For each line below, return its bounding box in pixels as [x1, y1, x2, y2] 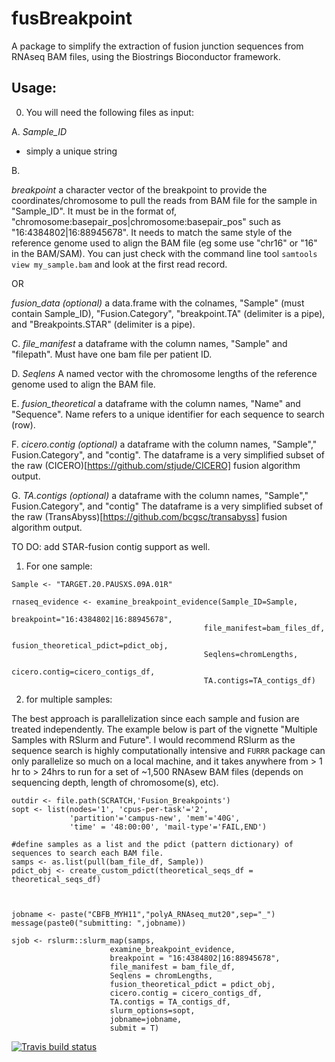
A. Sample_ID [11, 125, 68, 137]
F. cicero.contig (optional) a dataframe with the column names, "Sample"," [11, 438, 318, 450]
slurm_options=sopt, [109, 1005, 196, 1016]
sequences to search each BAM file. [11, 848, 164, 858]
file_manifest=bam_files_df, [203, 623, 326, 633]
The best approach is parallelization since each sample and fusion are [11, 712, 300, 724]
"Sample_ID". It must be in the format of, [11, 205, 178, 217]
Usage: [11, 80, 58, 97]
